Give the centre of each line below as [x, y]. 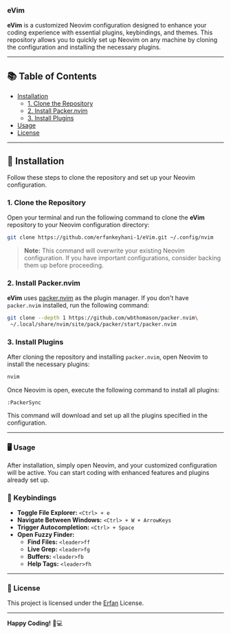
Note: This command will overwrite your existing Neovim [104, 251]
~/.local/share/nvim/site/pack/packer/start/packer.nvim [93, 325]
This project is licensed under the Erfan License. [76, 603]
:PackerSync [24, 403]
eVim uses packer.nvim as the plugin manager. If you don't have [98, 298]
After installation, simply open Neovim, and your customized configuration [112, 465]
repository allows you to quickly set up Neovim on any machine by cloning [112, 40]
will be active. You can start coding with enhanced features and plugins [108, 472]
